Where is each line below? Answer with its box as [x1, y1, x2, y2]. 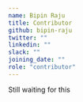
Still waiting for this [8, 85, 71, 94]
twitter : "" [8, 33, 47, 42]
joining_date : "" [8, 56, 66, 64]
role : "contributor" [8, 63, 77, 71]
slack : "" [8, 48, 41, 56]
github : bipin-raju [8, 26, 73, 34]
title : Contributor [8, 19, 73, 27]
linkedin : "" [8, 41, 51, 49]
